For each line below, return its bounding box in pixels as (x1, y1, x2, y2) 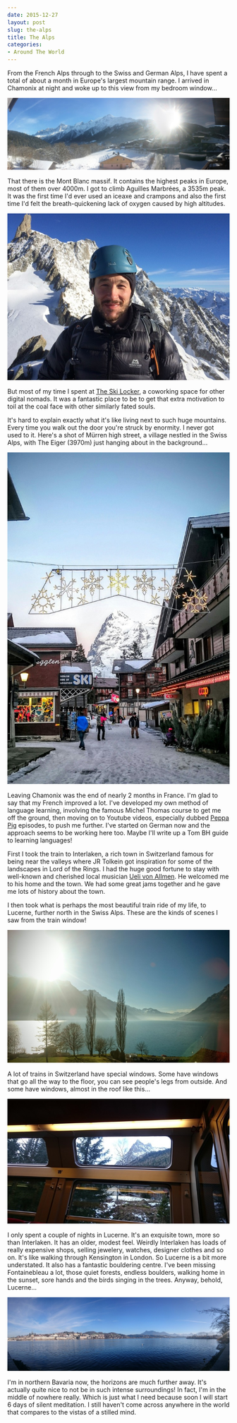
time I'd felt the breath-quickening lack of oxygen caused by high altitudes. (7, 200, 226, 208)
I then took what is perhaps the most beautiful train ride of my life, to (7, 900, 207, 909)
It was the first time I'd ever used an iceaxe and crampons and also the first (7, 192, 226, 200)
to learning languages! (7, 836, 73, 844)
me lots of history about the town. (7, 887, 106, 895)
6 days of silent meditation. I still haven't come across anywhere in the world (7, 1400, 230, 1409)
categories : (7, 41, 42, 49)
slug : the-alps (7, 26, 52, 33)
